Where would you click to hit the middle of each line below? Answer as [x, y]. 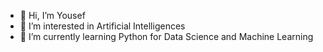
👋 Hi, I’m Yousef [52, 15]
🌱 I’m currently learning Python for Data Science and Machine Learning [166, 36]
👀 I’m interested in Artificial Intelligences [102, 26]
